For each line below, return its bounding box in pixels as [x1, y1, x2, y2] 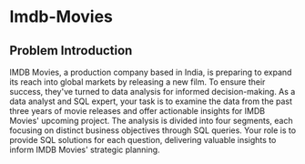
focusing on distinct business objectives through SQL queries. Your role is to [9, 125, 297, 136]
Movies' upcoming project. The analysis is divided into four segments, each [9, 116, 293, 126]
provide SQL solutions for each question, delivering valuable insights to [9, 135, 277, 145]
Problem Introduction [9, 43, 133, 58]
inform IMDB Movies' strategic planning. [9, 144, 161, 155]
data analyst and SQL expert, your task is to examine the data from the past [9, 96, 293, 107]
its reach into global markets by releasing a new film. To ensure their [9, 77, 266, 87]
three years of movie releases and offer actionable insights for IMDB [9, 106, 266, 116]
